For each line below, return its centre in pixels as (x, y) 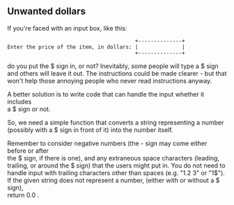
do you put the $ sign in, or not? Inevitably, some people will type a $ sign (113, 66)
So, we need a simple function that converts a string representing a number (116, 122)
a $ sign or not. (29, 109)
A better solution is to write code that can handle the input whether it (106, 94)
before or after (28, 150)
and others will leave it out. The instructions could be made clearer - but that (117, 73)
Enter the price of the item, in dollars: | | (96, 47)
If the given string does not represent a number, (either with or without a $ (114, 180)
